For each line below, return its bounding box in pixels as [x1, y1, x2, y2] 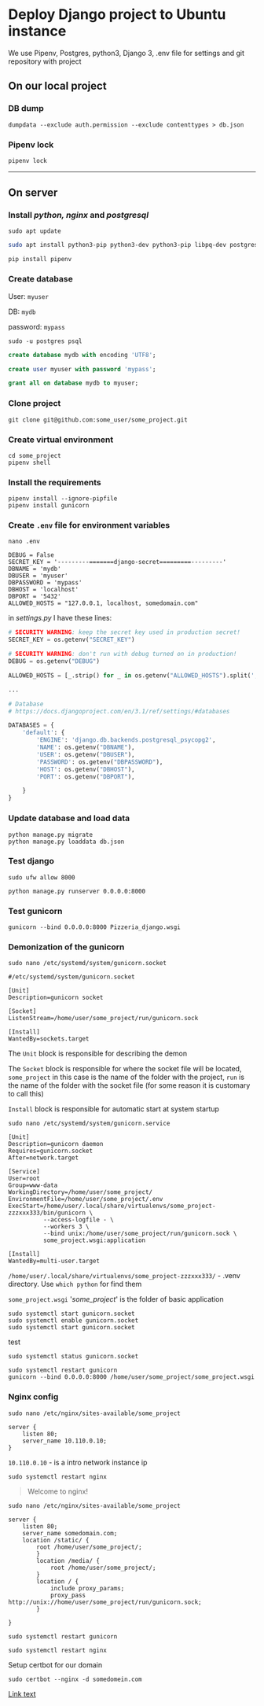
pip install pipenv [8, 256, 72, 263]
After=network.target [8, 1154, 79, 1162]
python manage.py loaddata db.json [8, 838, 125, 846]
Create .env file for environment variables [8, 520, 170, 531]
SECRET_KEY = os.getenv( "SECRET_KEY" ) [8, 636, 135, 644]
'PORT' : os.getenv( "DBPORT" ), [36, 772, 135, 780]
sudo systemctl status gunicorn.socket [8, 1353, 139, 1361]
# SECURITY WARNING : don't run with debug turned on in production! [8, 650, 237, 658]
